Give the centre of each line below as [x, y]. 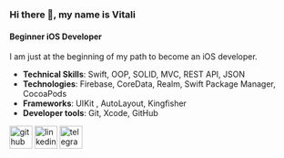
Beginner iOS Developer [56, 37]
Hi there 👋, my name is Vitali [73, 15]
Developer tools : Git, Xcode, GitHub [91, 113]
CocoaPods [45, 94]
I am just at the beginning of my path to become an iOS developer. [133, 57]
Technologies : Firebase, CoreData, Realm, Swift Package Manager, [149, 84]
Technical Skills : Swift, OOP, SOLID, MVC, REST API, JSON [134, 74]
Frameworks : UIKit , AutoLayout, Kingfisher [104, 103]
